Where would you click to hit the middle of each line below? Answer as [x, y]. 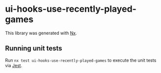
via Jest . [14, 65]
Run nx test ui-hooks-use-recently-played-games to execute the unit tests [81, 60]
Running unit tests [34, 48]
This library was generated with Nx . [41, 33]
